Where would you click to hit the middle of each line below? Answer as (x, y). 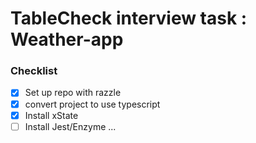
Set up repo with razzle (73, 93)
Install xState (51, 115)
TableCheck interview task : (129, 18)
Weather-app (67, 39)
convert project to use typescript (92, 104)
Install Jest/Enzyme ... (70, 126)
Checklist (34, 71)
